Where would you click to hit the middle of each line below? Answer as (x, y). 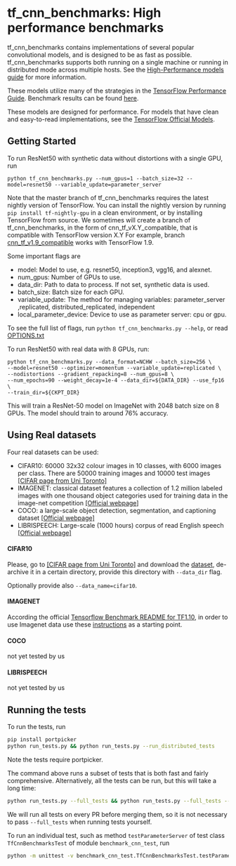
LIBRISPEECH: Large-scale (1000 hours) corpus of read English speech (121, 525)
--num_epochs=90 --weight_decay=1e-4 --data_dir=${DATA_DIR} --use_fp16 (116, 380)
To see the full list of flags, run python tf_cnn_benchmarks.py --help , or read (118, 328)
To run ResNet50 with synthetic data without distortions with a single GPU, (115, 158)
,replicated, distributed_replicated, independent (86, 307)
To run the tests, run (37, 727)
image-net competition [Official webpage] (78, 502)
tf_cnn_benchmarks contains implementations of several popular (101, 47)
